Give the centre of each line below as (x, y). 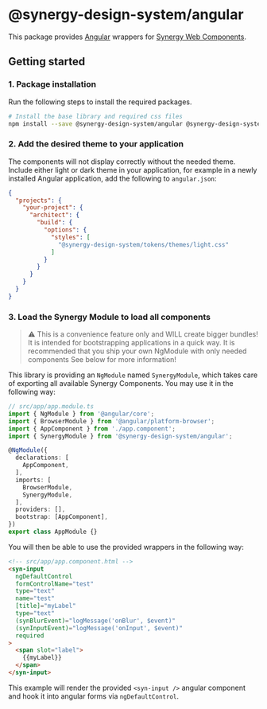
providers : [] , (41, 510)
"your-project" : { (53, 208)
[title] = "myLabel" (46, 606)
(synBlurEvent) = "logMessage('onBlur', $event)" (96, 621)
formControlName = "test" (54, 584)
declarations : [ (42, 458)
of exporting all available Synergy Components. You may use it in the (121, 384)
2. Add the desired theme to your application (96, 144)
